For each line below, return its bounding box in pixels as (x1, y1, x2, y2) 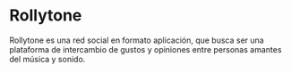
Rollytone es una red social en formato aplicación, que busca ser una (9, 35, 264, 45)
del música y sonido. (9, 53, 86, 64)
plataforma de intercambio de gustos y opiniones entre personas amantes (9, 44, 282, 54)
